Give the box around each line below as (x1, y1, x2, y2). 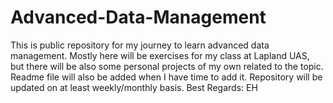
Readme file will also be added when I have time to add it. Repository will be (10, 71, 323, 83)
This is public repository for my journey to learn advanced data (10, 39, 270, 51)
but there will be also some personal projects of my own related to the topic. (10, 60, 324, 72)
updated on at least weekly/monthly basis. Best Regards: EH (10, 81, 258, 93)
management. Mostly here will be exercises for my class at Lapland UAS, (10, 49, 310, 61)
